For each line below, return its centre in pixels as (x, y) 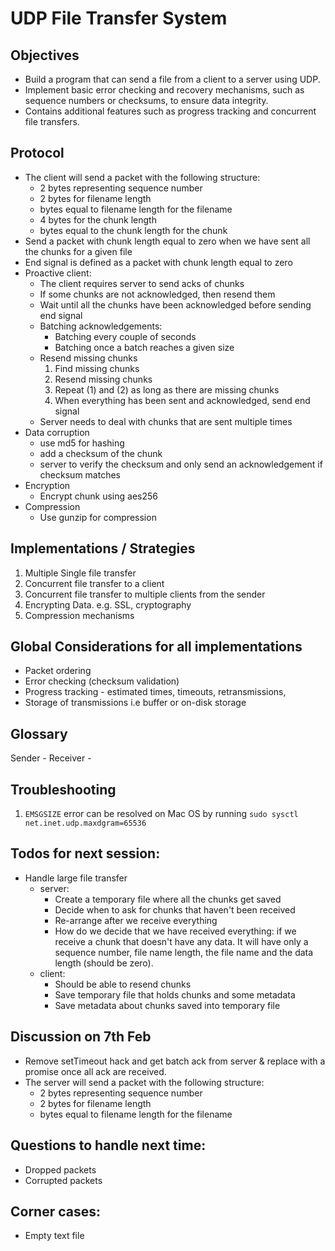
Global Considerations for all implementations (156, 647)
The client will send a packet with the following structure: (142, 177)
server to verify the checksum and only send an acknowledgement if (181, 464)
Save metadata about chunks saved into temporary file (167, 1005)
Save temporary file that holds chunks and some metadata (175, 994)
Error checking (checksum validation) (102, 681)
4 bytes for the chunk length (98, 219)
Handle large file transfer (76, 878)
